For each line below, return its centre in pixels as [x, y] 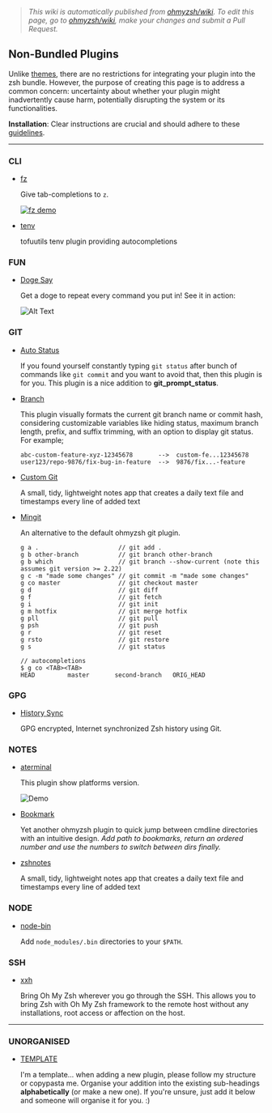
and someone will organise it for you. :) [85, 1101]
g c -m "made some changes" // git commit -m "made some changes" [134, 576]
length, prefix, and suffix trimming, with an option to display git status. [136, 431]
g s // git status [93, 647]
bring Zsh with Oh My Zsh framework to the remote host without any [134, 1004]
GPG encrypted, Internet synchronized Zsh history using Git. [121, 729]
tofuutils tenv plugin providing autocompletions [99, 241]
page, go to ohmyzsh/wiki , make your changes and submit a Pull [136, 20]
